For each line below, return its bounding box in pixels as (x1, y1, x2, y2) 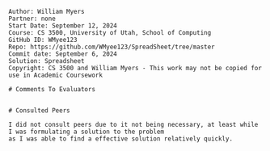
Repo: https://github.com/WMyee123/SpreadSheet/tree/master (8, 43, 216, 51)
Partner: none (8, 15, 57, 23)
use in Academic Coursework (8, 71, 103, 79)
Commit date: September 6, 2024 (8, 50, 117, 58)
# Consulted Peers (8, 107, 70, 115)
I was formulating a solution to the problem (8, 128, 164, 136)
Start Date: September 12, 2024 (8, 22, 117, 30)
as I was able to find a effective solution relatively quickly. (8, 135, 233, 143)
